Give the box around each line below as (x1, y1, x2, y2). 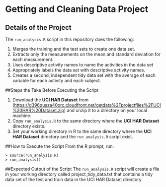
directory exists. (12, 123, 46, 129)
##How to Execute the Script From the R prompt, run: (5, 143, 114, 149)
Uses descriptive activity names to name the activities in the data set (12, 62, 154, 67)
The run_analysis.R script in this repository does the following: (5, 36, 134, 42)
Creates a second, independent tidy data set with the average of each (12, 72, 156, 78)
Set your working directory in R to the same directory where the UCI (12, 128, 152, 134)
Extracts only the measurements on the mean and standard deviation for (12, 51, 161, 57)
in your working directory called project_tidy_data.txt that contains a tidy (5, 171, 153, 177)
